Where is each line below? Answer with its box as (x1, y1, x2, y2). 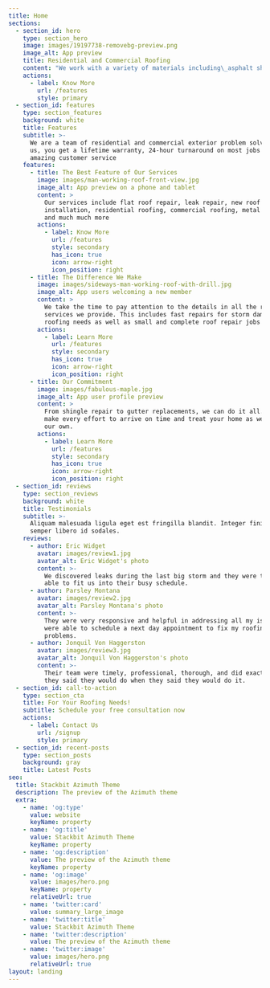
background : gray (22, 758, 81, 767)
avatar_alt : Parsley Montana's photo (37, 602, 163, 610)
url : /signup (37, 729, 81, 737)
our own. (43, 423, 74, 431)
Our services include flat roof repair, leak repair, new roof (43, 198, 261, 206)
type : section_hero (22, 34, 88, 43)
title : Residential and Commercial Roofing (22, 57, 171, 65)
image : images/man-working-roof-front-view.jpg (37, 176, 199, 185)
